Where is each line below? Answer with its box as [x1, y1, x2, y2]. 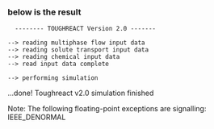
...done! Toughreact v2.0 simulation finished [7, 88, 154, 98]
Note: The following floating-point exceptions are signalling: [7, 104, 207, 114]
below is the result [7, 6, 82, 18]
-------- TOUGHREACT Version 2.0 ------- [15, 25, 157, 33]
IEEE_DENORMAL [7, 112, 66, 123]
